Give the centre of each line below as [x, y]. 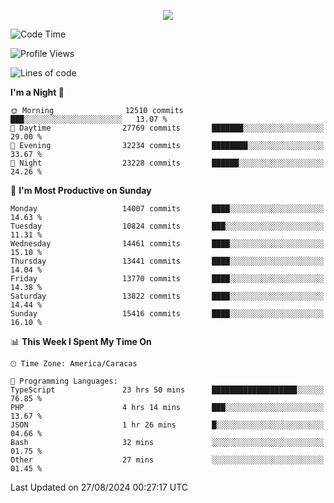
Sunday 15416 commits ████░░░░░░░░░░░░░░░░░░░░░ [167, 314]
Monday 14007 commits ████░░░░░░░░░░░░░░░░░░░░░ [167, 209]
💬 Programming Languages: [64, 381]
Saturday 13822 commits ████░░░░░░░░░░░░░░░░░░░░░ [167, 296]
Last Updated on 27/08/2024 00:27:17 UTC [99, 487]
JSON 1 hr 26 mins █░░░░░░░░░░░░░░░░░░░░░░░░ [167, 425]
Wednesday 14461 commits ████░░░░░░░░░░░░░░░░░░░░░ [167, 244]
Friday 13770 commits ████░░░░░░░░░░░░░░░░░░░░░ [167, 279]
